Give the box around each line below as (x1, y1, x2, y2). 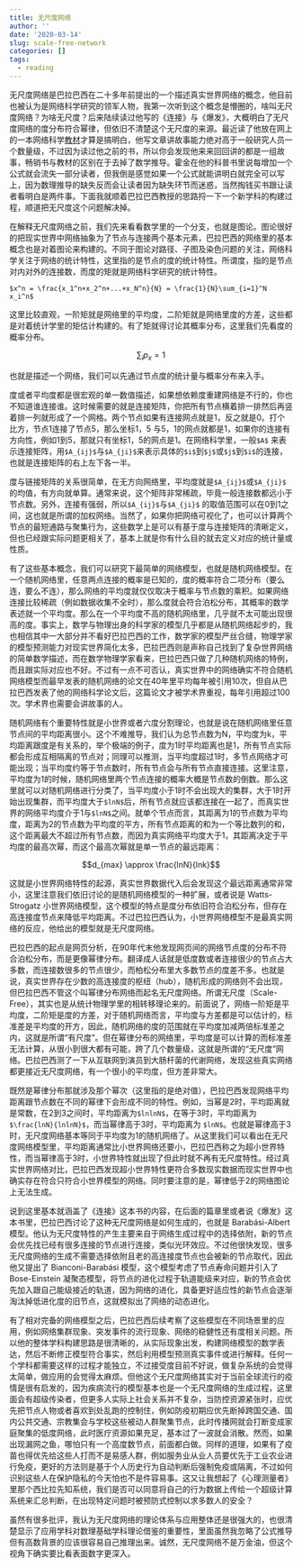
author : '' (9, 22, 50, 31)
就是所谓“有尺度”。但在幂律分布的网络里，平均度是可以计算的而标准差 (32, 1032, 292, 1043)
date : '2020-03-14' (9, 30, 83, 39)
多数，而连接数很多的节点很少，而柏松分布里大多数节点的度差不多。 (9, 964, 262, 975)
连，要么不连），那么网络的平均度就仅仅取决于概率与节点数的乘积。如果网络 (9, 585, 289, 596)
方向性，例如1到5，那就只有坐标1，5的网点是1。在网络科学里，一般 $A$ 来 (9, 434, 280, 445)
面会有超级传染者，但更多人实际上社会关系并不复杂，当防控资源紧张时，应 (9, 1393, 285, 1404)
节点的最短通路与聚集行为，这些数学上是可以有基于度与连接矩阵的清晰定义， (9, 521, 293, 532)
